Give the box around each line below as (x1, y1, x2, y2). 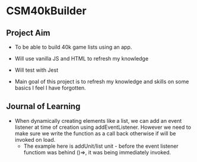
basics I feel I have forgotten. (14, 84, 86, 91)
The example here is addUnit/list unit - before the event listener (23, 142, 179, 150)
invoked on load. (14, 136, 56, 143)
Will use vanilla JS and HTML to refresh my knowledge (14, 55, 149, 62)
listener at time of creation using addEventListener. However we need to (14, 123, 192, 131)
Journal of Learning (6, 101, 81, 112)
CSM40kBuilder (6, 4, 87, 18)
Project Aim (6, 28, 50, 38)
